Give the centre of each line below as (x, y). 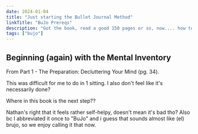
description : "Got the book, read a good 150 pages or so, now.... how (96, 28)
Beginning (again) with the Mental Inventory (89, 58)
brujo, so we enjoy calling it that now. (51, 125)
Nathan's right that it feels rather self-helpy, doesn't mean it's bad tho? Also (98, 112)
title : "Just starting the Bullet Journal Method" (70, 17)
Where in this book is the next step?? (51, 100)
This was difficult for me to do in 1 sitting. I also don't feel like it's (85, 83)
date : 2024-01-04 (27, 12)
